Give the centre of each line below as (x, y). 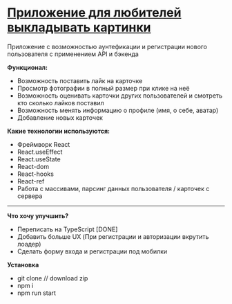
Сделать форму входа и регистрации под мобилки (92, 251)
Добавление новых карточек (60, 117)
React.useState (39, 159)
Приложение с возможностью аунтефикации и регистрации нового (107, 46)
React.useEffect (40, 152)
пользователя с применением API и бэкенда (73, 54)
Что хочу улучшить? (38, 215)
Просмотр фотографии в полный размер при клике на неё (103, 88)
